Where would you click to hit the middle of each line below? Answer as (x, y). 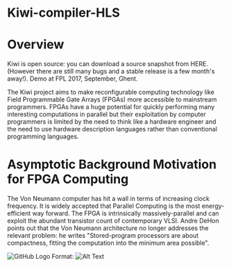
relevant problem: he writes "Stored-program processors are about (103, 236)
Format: (63, 257)
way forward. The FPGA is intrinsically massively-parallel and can (126, 213)
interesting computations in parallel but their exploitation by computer (106, 114)
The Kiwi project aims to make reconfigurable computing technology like (111, 92)
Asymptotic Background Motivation (112, 164)
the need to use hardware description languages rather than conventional (112, 129)
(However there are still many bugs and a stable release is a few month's (111, 72)
